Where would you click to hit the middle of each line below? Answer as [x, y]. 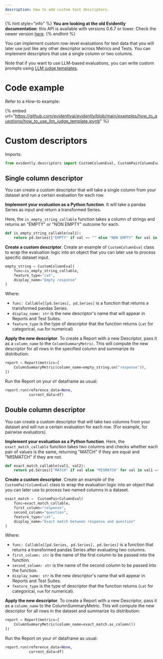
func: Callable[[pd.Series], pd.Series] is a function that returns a [80, 303]
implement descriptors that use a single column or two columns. [69, 54]
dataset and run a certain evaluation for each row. [55, 195]
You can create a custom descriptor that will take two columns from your [78, 421]
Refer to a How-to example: [33, 101]
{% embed [16, 110]
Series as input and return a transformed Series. [53, 210]
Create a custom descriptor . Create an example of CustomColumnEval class [80, 247]
